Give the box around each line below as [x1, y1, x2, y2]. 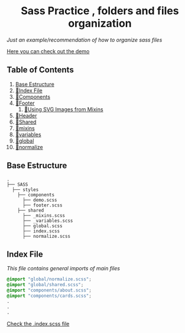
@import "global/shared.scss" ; [7, 282, 84, 288]
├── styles [12, 186, 39, 193]
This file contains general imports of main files [7, 265, 121, 272]
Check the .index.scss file [7, 320, 70, 327]
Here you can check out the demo [7, 47, 90, 54]
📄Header [15, 112, 37, 119]
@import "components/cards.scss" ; [7, 293, 92, 299]
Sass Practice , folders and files [21, 4, 179, 18]
